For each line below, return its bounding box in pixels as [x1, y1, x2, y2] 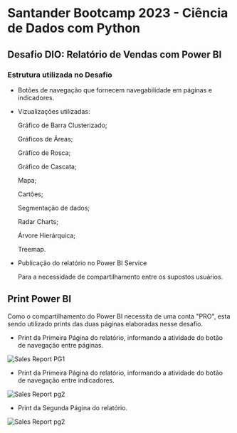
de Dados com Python [7, 20, 141, 36]
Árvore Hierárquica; [17, 231, 76, 240]
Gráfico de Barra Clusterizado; [17, 121, 108, 129]
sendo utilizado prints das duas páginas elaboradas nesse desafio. [7, 319, 204, 328]
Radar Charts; [17, 217, 59, 225]
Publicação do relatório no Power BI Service [17, 258, 147, 267]
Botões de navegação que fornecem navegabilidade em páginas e [17, 85, 212, 94]
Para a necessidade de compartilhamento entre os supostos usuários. [17, 272, 223, 281]
